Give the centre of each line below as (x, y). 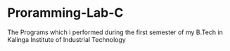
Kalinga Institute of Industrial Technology (67, 39)
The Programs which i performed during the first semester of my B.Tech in (115, 32)
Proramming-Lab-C (65, 13)
